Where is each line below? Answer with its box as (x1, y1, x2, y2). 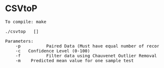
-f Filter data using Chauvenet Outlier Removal (15, 53, 157, 58)
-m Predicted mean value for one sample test (15, 58, 134, 63)
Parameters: (5, 38, 34, 44)
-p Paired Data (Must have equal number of (15, 43, 144, 49)
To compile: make (5, 19, 46, 24)
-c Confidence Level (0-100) (15, 48, 90, 53)
